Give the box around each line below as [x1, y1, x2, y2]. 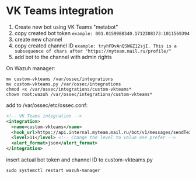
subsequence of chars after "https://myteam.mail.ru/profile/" [14, 48, 172, 54]
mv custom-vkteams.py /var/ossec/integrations [6, 81, 121, 87]
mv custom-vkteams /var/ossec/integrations [6, 76, 114, 82]
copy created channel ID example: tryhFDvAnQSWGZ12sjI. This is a [14, 42, 177, 49]
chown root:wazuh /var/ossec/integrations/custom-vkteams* [6, 91, 153, 97]
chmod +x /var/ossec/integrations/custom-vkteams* [6, 86, 132, 92]
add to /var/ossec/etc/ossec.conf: [6, 101, 88, 109]
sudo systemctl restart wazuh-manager [6, 168, 100, 174]
